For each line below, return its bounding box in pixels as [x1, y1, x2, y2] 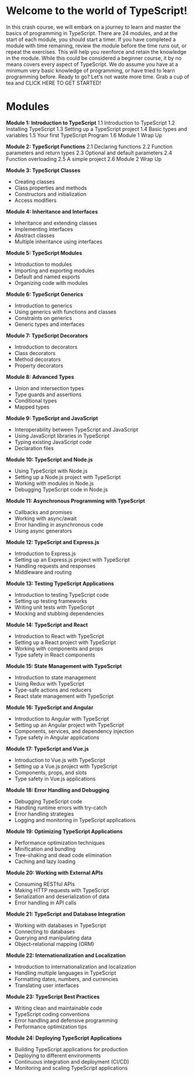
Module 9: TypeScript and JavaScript [6, 414, 98, 422]
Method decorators [14, 356, 61, 363]
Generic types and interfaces [14, 321, 85, 328]
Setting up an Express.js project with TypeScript [14, 556, 130, 563]
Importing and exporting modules [14, 267, 95, 274]
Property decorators [14, 362, 63, 369]
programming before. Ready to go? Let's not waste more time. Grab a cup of [6, 73, 189, 80]
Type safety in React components [14, 651, 95, 658]
